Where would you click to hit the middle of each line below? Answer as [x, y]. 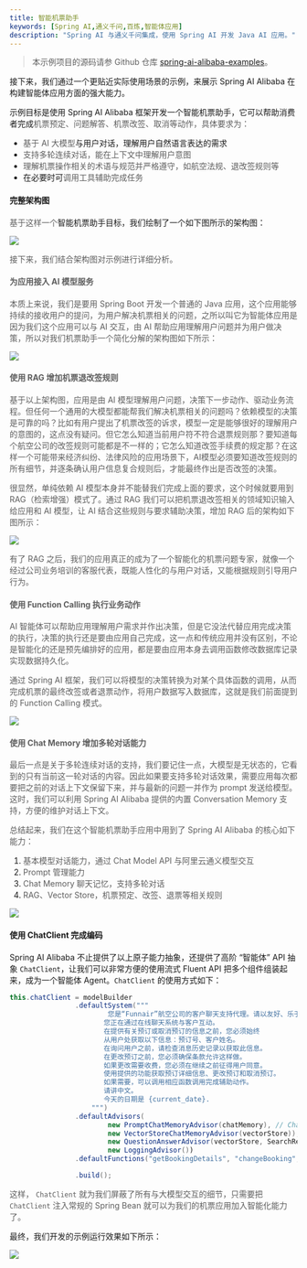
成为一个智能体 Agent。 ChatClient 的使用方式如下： [123, 980]
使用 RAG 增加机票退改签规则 [64, 378]
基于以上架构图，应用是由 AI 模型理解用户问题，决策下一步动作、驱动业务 [148, 400]
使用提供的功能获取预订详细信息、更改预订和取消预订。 [192, 1074]
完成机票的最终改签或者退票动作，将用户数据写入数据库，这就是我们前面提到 [153, 692]
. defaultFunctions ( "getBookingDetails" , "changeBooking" [185, 1159]
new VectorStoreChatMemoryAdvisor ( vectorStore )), [204, 1134]
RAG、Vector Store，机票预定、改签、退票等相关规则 [122, 895]
